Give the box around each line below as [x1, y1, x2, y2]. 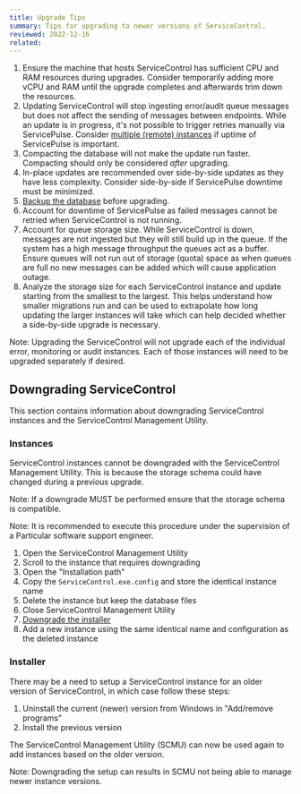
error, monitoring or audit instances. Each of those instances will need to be [9, 346, 289, 357]
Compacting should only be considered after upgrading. [21, 158, 230, 168]
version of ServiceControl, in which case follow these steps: [9, 686, 231, 696]
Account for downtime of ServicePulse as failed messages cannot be [21, 205, 278, 216]
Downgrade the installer [21, 614, 111, 625]
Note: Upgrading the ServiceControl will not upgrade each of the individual [9, 337, 286, 347]
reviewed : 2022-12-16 [9, 30, 90, 38]
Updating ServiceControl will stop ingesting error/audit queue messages [21, 100, 289, 112]
